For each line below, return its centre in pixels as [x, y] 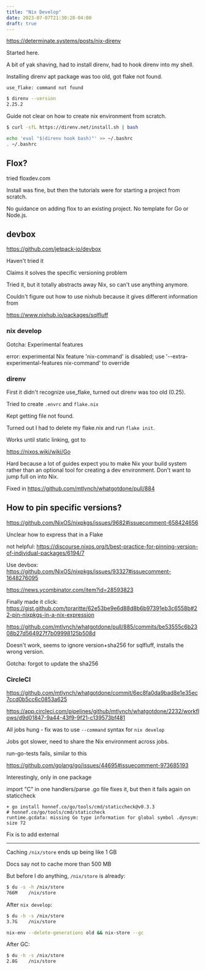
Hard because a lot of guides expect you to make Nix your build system [97, 463]
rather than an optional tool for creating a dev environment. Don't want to [99, 470]
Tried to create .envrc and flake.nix [53, 404]
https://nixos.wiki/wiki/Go [39, 452]
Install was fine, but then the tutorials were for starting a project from [93, 190]
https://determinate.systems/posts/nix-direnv [64, 41]
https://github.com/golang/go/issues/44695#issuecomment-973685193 [97, 765]
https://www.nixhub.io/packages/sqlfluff [57, 315]
